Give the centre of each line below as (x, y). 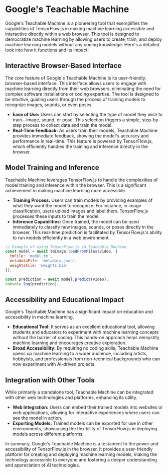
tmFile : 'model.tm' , (31, 256)
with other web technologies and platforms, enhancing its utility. (71, 398)
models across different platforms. (48, 434)
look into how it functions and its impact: (47, 50)
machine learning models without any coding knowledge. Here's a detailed (82, 44)
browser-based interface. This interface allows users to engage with (76, 83)
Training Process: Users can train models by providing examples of (82, 200)
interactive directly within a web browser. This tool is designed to (72, 34)
